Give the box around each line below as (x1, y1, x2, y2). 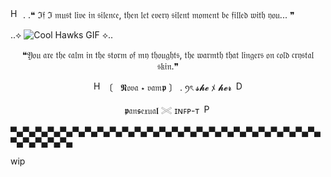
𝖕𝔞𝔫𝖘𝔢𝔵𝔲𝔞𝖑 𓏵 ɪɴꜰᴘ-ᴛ (124, 105, 200, 116)
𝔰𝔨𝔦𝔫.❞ (156, 60, 180, 72)
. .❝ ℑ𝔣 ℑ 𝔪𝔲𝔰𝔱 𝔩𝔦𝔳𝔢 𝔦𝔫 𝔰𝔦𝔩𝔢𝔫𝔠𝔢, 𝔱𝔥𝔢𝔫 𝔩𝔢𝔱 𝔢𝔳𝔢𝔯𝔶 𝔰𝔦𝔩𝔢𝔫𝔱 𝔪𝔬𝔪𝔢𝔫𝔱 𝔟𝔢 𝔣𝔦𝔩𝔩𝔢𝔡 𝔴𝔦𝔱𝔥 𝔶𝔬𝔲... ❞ (22, 9, 295, 21)
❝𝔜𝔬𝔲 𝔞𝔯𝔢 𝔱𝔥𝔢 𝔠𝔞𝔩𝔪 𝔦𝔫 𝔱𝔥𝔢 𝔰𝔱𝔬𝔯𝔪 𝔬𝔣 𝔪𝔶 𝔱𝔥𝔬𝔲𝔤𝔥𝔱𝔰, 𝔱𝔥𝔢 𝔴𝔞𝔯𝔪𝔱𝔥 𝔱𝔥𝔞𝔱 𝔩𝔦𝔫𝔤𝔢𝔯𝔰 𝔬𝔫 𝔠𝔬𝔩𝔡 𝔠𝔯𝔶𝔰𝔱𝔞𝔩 (21, 49, 315, 61)
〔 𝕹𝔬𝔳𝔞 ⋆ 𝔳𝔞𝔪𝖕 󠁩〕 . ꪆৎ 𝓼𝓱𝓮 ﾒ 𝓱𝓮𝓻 (104, 82, 232, 93)
